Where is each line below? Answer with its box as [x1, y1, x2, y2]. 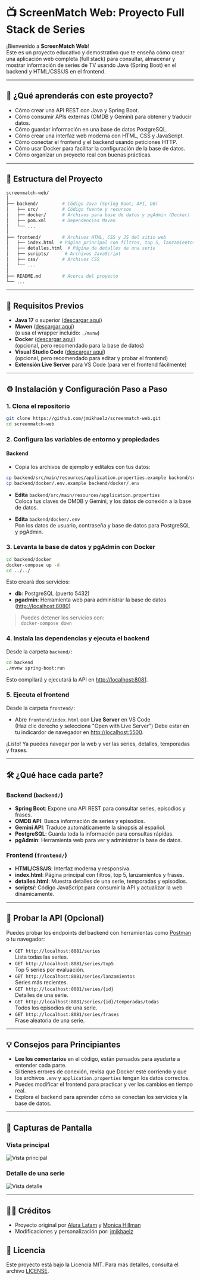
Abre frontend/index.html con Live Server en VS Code [14, 716, 151, 723]
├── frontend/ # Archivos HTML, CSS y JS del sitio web [6, 234, 167, 240]
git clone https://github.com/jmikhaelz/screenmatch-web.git [6, 415, 161, 421]
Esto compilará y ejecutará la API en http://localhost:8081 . [6, 676, 148, 683]
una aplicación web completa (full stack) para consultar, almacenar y [6, 55, 176, 62]
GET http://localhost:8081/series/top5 [14, 960, 114, 966]
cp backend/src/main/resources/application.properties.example [6, 474, 167, 481]
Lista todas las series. [14, 953, 68, 960]
